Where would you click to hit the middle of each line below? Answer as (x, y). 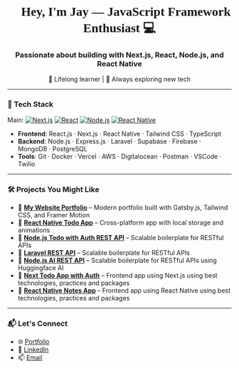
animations (34, 230)
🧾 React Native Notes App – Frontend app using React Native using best (124, 291)
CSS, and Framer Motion (54, 215)
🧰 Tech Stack (31, 104)
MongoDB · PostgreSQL (52, 148)
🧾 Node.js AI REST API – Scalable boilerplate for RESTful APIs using (117, 261)
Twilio (26, 163)
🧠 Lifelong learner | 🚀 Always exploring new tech (119, 80)
